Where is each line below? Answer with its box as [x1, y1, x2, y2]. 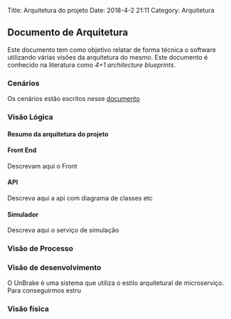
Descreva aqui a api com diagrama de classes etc [7, 194, 153, 202]
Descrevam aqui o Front [7, 161, 77, 170]
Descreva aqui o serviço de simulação [7, 226, 119, 234]
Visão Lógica [7, 112, 53, 122]
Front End [7, 146, 37, 155]
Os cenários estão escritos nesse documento [7, 94, 140, 103]
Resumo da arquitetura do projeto [7, 129, 109, 138]
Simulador [7, 210, 39, 219]
